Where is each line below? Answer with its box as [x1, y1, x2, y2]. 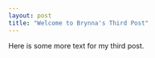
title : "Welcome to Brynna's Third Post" [8, 19, 149, 27]
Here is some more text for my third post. [8, 41, 145, 50]
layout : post [8, 11, 52, 20]
